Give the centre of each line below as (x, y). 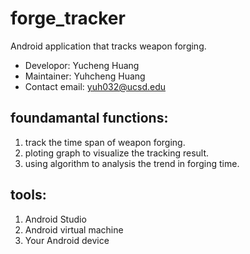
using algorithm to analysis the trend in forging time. (132, 163)
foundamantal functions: (89, 118)
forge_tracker (68, 18)
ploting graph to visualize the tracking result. (117, 153)
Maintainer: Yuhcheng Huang (85, 76)
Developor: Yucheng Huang (82, 65)
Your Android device (67, 240)
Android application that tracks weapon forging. (108, 46)
